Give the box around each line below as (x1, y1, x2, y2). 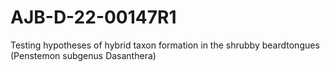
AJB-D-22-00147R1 (10, 6, 177, 29)
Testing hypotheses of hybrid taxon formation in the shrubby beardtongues (10, 39, 320, 51)
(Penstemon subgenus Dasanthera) (10, 49, 157, 61)
